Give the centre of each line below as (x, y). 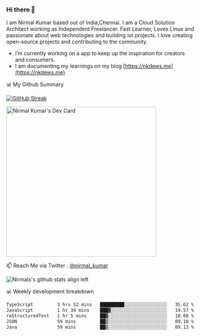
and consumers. (35, 60)
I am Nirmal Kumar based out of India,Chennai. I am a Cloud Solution (91, 23)
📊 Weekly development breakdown (50, 292)
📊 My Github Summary (35, 85)
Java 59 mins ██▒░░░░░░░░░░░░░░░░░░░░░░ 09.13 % (100, 327)
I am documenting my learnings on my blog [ (70, 66)
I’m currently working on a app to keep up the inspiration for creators (100, 53)
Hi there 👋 (21, 10)
